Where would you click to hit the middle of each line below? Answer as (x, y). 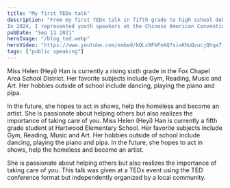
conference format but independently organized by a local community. (106, 177)
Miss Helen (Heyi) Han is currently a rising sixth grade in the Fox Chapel (108, 71)
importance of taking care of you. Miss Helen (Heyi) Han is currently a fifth (112, 120)
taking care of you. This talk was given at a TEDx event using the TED (105, 170)
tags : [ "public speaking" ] (46, 52)
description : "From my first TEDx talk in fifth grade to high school (110, 20)
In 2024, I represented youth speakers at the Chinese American (101, 26)
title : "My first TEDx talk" (49, 13)
